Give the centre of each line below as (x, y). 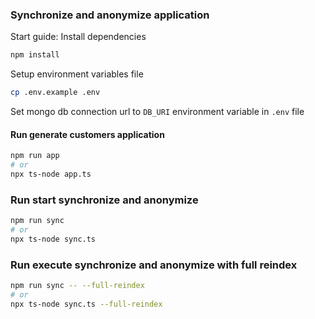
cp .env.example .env (55, 93)
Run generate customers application (87, 134)
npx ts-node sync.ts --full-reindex (86, 304)
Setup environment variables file (77, 74)
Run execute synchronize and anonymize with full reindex (154, 265)
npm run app (35, 156)
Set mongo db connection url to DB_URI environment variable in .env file (157, 112)
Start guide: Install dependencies (78, 37)
